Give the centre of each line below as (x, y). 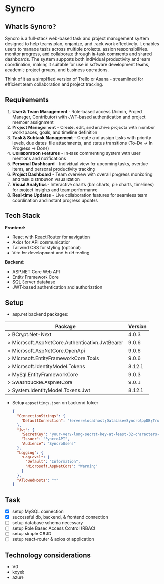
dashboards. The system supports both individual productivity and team (78, 59)
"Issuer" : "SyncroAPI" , (45, 439)
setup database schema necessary (47, 523)
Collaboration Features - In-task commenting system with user (76, 153)
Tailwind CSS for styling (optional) (47, 247)
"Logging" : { (30, 453)
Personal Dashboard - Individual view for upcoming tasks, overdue (80, 164)
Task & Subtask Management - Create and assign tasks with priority (82, 137)
